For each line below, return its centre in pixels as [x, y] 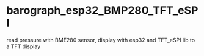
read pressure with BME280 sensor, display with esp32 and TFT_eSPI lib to [101, 40]
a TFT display [24, 46]
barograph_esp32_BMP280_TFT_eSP [102, 11]
